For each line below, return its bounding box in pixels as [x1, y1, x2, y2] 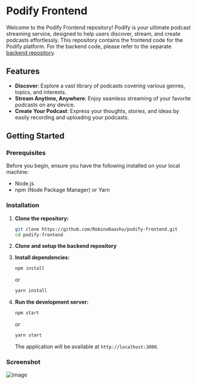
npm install [14, 266, 45, 272]
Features [6, 67, 40, 77]
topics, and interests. [14, 88, 67, 96]
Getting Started [6, 131, 65, 141]
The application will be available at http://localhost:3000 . [14, 343, 159, 350]
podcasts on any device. [14, 101, 76, 108]
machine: [6, 168, 29, 176]
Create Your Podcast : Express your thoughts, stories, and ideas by [14, 107, 180, 114]
